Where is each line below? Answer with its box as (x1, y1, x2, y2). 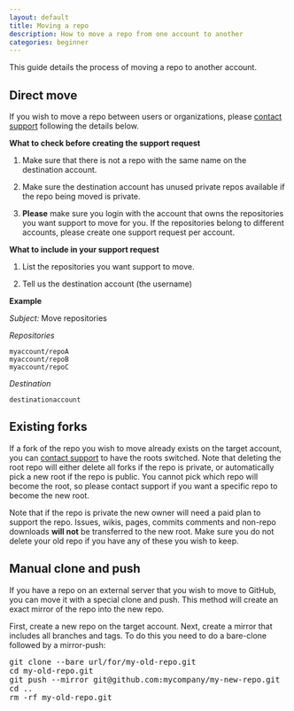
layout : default (9, 12, 69, 22)
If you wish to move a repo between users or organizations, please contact (9, 112, 282, 122)
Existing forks (9, 419, 88, 434)
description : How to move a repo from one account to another (9, 29, 244, 38)
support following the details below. (9, 121, 139, 131)
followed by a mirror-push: (9, 639, 106, 650)
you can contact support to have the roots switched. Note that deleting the (9, 452, 282, 463)
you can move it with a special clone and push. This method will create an (9, 594, 279, 605)
